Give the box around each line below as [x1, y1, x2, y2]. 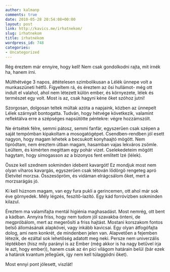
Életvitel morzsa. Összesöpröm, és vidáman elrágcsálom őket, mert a [5, 172, 149, 178]
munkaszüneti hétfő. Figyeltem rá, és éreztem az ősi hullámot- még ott [5, 84, 153, 90]
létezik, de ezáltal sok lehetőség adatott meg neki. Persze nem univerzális [5, 235, 159, 241]
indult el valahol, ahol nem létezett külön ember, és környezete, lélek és [5, 89, 154, 96]
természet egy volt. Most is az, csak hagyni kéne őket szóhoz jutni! [5, 95, 145, 101]
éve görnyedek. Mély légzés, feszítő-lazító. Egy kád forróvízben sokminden [5, 193, 163, 199]
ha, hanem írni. [5, 69, 36, 75]
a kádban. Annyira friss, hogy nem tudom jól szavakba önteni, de [5, 213, 141, 220]
